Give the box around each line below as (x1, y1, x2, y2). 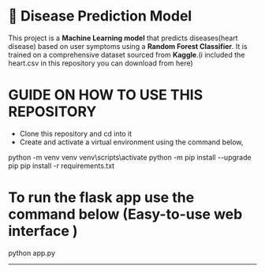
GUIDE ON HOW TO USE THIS (8, 86, 203, 104)
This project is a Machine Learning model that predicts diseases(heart (8, 33, 238, 43)
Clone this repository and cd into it (19, 129, 132, 138)
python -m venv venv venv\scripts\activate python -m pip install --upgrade (8, 152, 252, 162)
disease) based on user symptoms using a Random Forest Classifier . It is (8, 41, 248, 50)
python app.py (8, 248, 56, 257)
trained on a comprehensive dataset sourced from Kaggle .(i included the (8, 50, 245, 59)
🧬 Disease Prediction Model (8, 7, 192, 25)
